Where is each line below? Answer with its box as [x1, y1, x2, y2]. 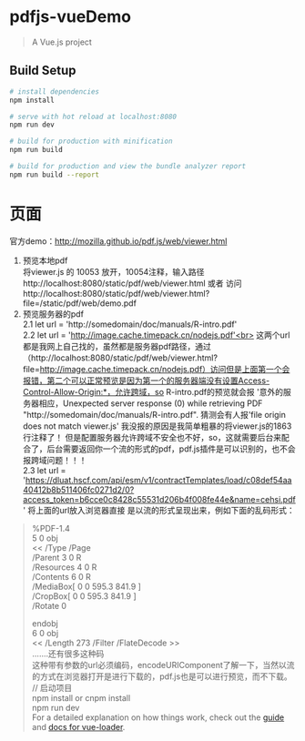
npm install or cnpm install [31, 692, 131, 703]
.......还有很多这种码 [31, 648, 105, 659]
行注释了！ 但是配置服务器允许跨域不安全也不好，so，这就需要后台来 [22, 431, 282, 442]
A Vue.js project [31, 36, 93, 47]
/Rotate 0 [31, 600, 66, 611]
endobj [31, 617, 59, 629]
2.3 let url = [22, 464, 66, 475]
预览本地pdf [22, 255, 68, 266]
